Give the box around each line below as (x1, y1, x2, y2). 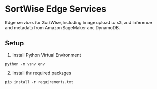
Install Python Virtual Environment (12, 52, 81, 58)
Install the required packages (12, 70, 71, 76)
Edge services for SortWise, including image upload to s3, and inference (5, 20, 152, 25)
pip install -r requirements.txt (5, 79, 74, 84)
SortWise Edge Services (5, 3, 107, 15)
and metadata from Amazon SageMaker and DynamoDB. (5, 24, 120, 30)
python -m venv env (5, 61, 45, 67)
